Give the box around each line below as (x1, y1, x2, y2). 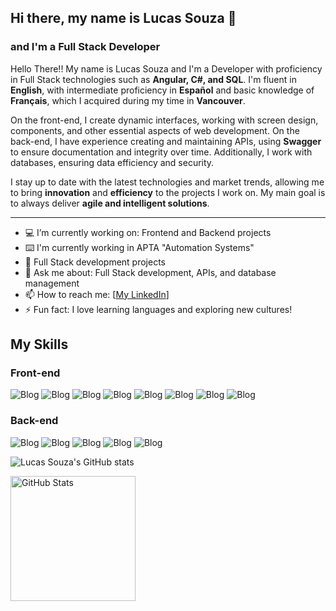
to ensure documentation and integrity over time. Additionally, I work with (10, 146, 313, 158)
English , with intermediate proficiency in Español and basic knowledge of (10, 84, 315, 96)
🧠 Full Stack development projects (24, 256, 167, 268)
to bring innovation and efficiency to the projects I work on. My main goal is (10, 186, 326, 198)
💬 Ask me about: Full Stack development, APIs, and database (24, 266, 277, 278)
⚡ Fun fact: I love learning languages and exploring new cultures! (24, 303, 293, 315)
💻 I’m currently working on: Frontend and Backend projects (24, 226, 272, 238)
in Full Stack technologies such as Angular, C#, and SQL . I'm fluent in (10, 73, 297, 85)
